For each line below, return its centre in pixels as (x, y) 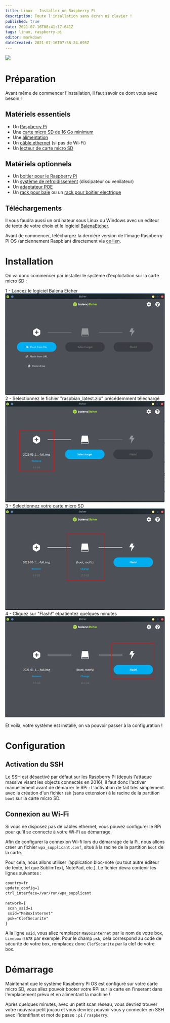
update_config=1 (22, 888)
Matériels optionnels (38, 164)
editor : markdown (24, 38)
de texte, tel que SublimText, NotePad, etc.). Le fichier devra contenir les (81, 867)
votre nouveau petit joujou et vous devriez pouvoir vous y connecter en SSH (85, 1009)
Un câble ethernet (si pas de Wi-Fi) (49, 142)
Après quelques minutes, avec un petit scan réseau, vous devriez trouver (81, 1004)
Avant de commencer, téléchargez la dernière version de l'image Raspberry (84, 236)
